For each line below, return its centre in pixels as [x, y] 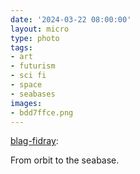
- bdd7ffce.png [42, 112]
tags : [21, 47]
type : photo [35, 38]
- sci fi [28, 76]
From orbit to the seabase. [65, 160]
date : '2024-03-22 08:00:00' [71, 19]
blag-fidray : [34, 141]
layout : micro [40, 29]
